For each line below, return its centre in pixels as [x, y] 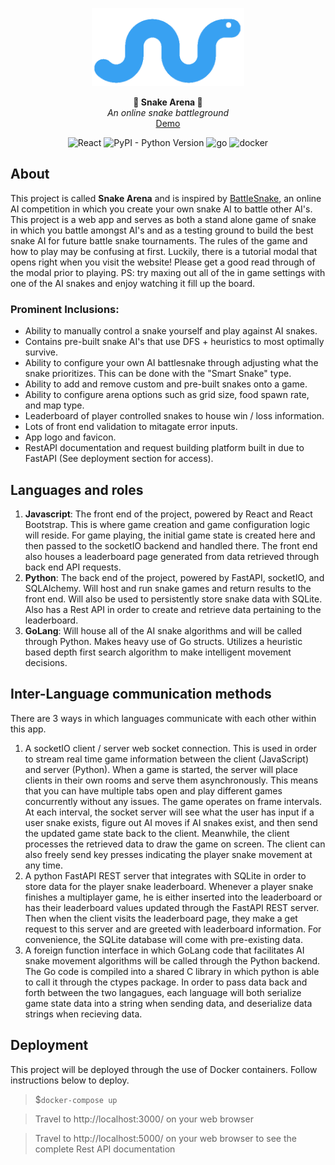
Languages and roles [77, 489]
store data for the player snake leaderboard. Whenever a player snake [169, 886]
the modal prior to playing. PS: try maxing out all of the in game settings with [168, 272]
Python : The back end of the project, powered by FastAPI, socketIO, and [174, 577]
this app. [28, 729]
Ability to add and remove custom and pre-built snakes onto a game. [166, 384]
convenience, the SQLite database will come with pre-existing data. [163, 939]
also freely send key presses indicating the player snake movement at [168, 854]
